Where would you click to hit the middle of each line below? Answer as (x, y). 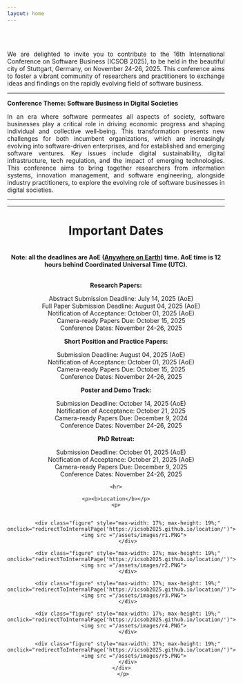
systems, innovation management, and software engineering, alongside (116, 175)
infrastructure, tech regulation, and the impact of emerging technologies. (116, 160)
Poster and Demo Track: (116, 390)
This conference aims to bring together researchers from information (116, 168)
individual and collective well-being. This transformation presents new (116, 131)
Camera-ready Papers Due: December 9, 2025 (121, 467)
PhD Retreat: (116, 438)
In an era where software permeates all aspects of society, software (116, 116)
